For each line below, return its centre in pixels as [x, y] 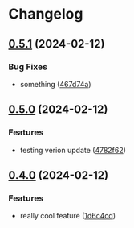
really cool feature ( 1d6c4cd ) [68, 216]
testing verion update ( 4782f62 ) [73, 150]
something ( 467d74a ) [55, 84]
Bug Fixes [28, 67]
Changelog [46, 14]
